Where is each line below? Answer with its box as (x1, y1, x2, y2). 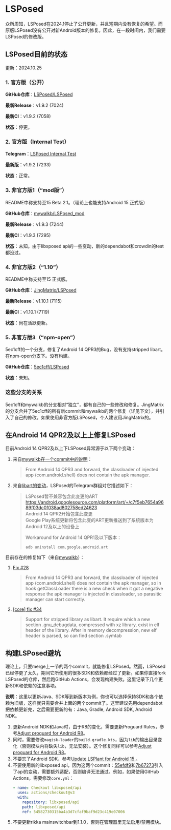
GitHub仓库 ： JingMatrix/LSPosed (5, 287, 77, 293)
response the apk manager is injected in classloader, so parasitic (25, 591, 162, 597)
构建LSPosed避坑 (5, 649, 61, 658)
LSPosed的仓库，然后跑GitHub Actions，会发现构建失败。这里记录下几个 (5, 676, 159, 683)
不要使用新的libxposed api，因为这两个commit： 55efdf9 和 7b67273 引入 (12, 762, 163, 768)
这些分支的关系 (5, 389, 42, 396)
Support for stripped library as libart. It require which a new (25, 616, 151, 623)
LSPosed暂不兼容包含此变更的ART (25, 493, 98, 499)
